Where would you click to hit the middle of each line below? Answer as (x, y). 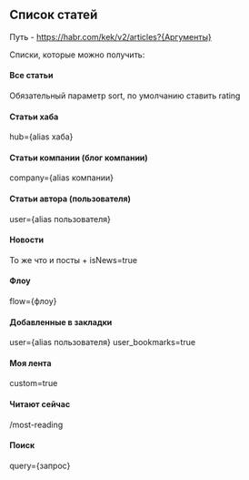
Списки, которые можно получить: (77, 55)
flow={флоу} (33, 301)
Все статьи (31, 76)
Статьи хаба (34, 117)
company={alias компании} (61, 178)
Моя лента (30, 363)
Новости (26, 240)
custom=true (34, 383)
